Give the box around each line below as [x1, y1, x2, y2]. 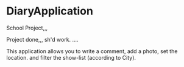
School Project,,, [6, 24, 48, 31]
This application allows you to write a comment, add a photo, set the [6, 47, 178, 55]
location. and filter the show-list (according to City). [6, 54, 136, 61]
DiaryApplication [6, 4, 93, 18]
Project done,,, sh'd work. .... [6, 36, 79, 43]
